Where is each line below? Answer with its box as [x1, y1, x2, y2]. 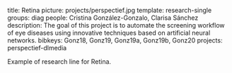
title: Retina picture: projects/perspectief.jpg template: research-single [7, 6, 212, 14]
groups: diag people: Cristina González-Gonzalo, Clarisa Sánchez [7, 13, 199, 22]
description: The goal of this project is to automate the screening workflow [7, 21, 225, 29]
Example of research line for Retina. [7, 57, 112, 66]
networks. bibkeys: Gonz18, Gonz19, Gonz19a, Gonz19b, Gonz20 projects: [7, 36, 223, 45]
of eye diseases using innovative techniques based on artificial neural [7, 28, 211, 37]
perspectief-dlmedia [7, 44, 67, 52]
